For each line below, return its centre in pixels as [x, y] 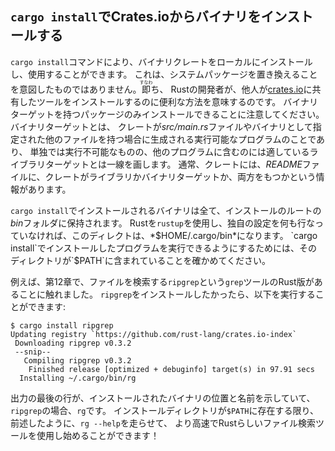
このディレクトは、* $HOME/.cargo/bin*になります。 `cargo [194, 235]
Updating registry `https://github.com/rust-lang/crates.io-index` [154, 334]
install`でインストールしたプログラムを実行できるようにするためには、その [164, 248]
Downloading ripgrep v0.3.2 [73, 343]
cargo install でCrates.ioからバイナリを [136, 17]
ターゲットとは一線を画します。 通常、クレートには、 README [173, 164]
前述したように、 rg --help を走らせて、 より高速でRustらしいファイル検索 [163, 423]
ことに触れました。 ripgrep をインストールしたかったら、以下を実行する [167, 294]
